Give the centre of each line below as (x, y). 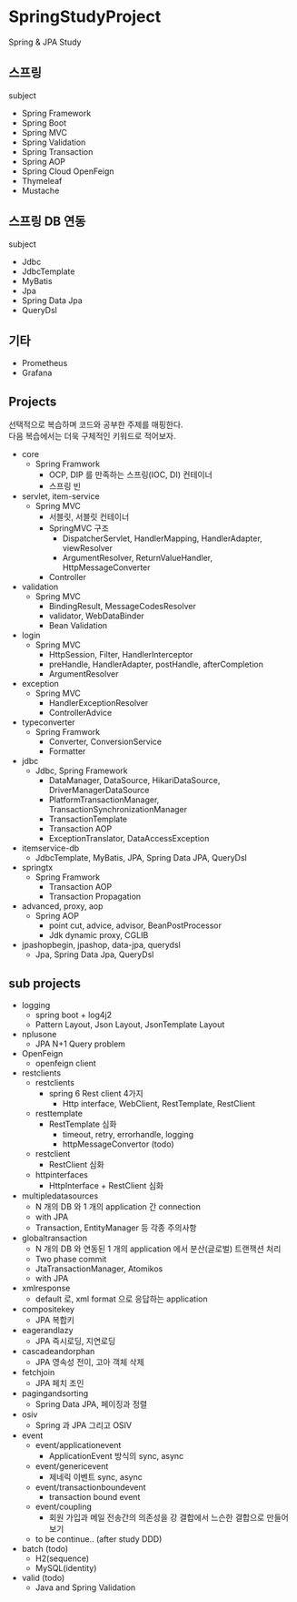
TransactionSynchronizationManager (118, 810)
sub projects (45, 983)
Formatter (67, 751)
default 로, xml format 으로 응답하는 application (121, 1299)
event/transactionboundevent (90, 1487)
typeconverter (48, 722)
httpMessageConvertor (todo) (118, 1144)
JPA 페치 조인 (59, 1383)
